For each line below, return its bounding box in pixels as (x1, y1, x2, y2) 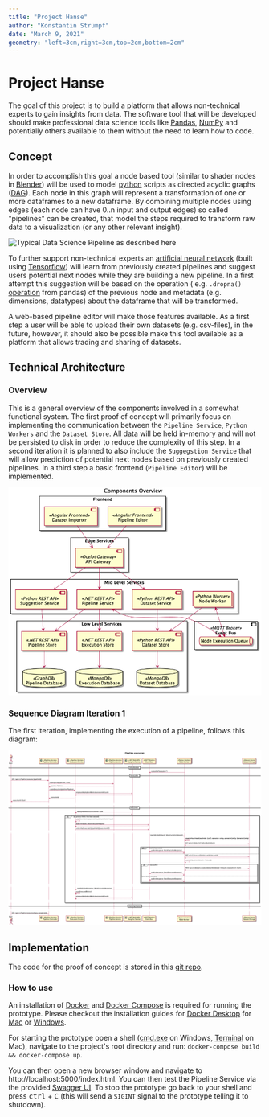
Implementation (8, 941, 90, 955)
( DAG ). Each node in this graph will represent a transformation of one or (8, 188, 247, 197)
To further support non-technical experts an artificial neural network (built (8, 253, 253, 263)
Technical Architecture (8, 360, 126, 374)
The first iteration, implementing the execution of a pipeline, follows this (8, 726, 245, 736)
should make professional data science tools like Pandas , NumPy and (8, 117, 238, 128)
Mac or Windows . (8, 1017, 67, 1027)
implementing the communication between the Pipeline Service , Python (8, 420, 247, 429)
